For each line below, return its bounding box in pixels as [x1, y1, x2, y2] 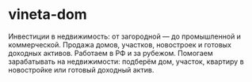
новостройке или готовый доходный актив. [8, 65, 155, 74]
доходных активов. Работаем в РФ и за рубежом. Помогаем [8, 48, 213, 58]
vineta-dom [8, 6, 87, 24]
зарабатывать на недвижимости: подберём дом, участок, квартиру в [8, 57, 244, 66]
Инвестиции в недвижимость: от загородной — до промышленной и [8, 32, 242, 41]
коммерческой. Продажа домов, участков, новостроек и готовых [8, 39, 232, 49]
